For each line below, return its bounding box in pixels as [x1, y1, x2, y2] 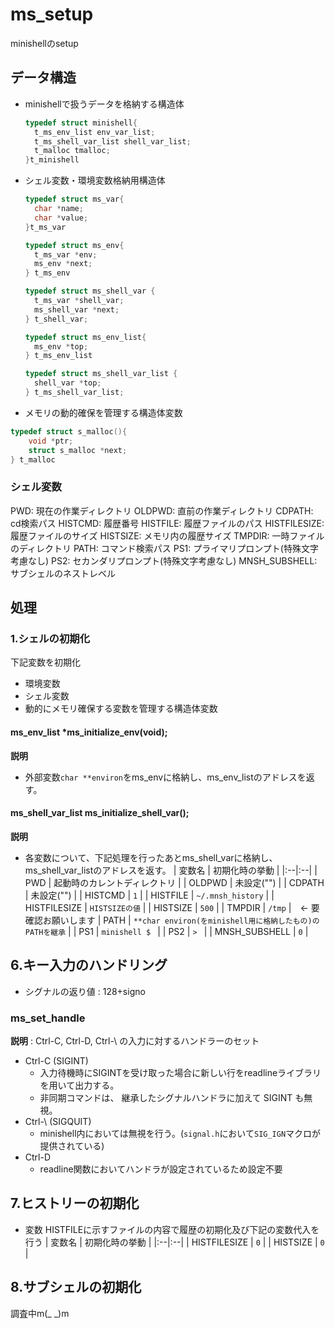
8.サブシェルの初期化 [10, 1279, 142, 1296]
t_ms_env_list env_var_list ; [34, 127, 156, 137]
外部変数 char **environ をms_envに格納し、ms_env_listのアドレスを [24, 771, 307, 783]
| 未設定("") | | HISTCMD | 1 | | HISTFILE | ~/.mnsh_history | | [24, 889, 275, 901]
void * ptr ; [28, 436, 74, 446]
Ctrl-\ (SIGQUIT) [24, 1115, 92, 1127]
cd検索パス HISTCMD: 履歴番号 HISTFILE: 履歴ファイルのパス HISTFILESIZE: [10, 517, 325, 529]
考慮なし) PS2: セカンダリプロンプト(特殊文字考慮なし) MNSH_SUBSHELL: [10, 554, 318, 567]
